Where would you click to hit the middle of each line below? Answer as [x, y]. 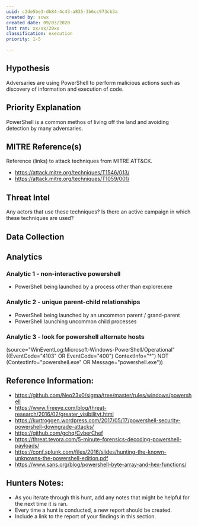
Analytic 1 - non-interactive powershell [63, 273]
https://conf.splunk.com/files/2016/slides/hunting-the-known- [91, 452]
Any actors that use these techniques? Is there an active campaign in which [98, 212]
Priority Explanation [44, 108]
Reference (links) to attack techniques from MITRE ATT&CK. [79, 161]
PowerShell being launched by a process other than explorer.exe [94, 287]
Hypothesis [28, 68]
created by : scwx [28, 17]
